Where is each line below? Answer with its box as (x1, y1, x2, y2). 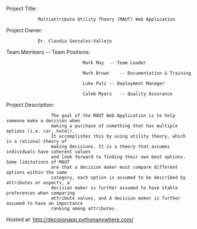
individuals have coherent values (6, 149, 91, 155)
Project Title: (6, 5, 37, 12)
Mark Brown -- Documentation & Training (82, 70, 192, 76)
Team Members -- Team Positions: (6, 48, 90, 55)
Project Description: (6, 102, 55, 108)
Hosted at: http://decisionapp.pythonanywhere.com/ (6, 216, 134, 223)
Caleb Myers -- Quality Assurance (82, 91, 173, 97)
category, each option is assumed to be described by (51, 175, 186, 181)
